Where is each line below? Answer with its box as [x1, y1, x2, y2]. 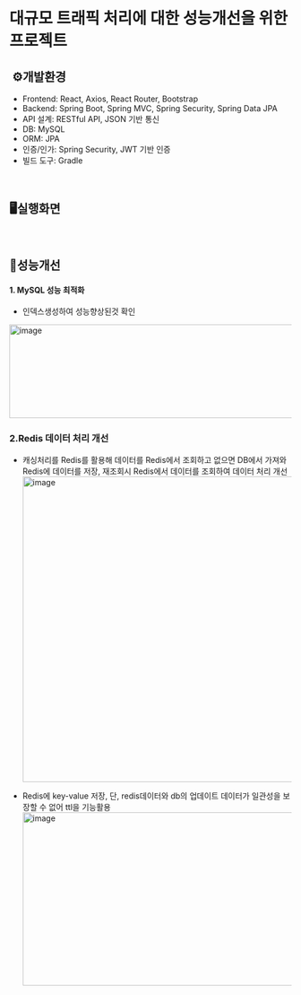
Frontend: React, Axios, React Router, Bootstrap [21, 93, 199, 104]
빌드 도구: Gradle [21, 155, 83, 166]
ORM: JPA [21, 134, 60, 144]
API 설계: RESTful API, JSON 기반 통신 [21, 114, 159, 124]
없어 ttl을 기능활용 [48, 801, 111, 812]
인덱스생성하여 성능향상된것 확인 [21, 306, 136, 317]
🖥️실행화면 [9, 201, 61, 216]
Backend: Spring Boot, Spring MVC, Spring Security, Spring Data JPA [21, 103, 278, 113]
